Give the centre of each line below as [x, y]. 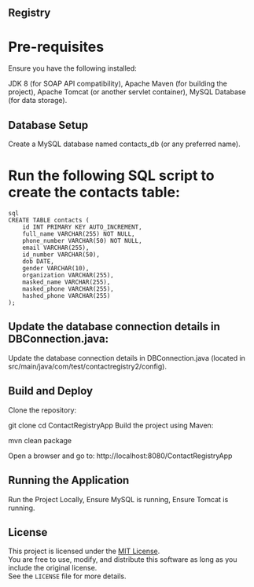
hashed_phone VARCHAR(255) [66, 296]
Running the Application [69, 481]
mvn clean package [40, 440]
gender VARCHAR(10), [56, 269]
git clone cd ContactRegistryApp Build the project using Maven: [111, 425]
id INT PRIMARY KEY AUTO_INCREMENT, [83, 227]
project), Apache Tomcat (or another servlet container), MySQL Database [127, 92]
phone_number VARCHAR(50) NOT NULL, [83, 241]
